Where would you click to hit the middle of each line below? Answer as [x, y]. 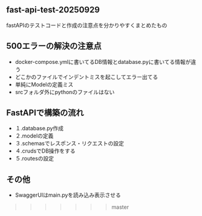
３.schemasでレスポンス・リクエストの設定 [69, 144]
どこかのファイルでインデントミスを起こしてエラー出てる [86, 77]
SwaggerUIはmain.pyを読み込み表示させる [68, 195]
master [120, 207]
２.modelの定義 [34, 136]
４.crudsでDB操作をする [45, 151]
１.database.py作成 [39, 129]
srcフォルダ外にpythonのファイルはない [65, 92]
